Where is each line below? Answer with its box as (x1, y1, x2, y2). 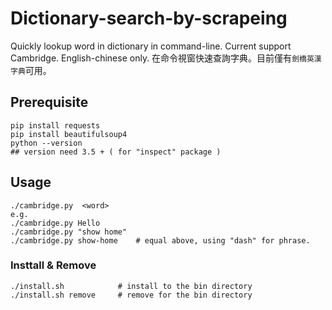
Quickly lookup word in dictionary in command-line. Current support (10, 40, 292, 52)
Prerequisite (10, 94, 89, 111)
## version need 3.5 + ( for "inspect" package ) (10, 147, 222, 157)
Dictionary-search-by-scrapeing (10, 7, 288, 30)
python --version (10, 138, 83, 148)
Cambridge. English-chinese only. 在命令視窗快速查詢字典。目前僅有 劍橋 (10, 52, 307, 64)
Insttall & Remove (10, 258, 97, 272)
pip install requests (10, 120, 101, 131)
